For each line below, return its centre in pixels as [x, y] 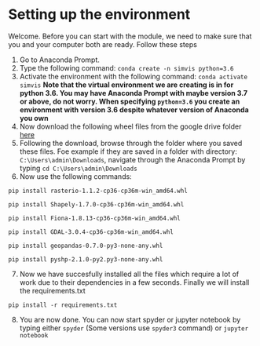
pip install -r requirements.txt [63, 305]
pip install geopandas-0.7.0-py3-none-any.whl [86, 246]
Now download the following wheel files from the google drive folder [130, 126]
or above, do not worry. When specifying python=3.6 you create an [130, 101]
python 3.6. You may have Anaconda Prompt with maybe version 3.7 [134, 93]
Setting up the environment [99, 15]
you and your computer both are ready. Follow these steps [103, 44]
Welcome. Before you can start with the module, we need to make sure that [130, 36]
